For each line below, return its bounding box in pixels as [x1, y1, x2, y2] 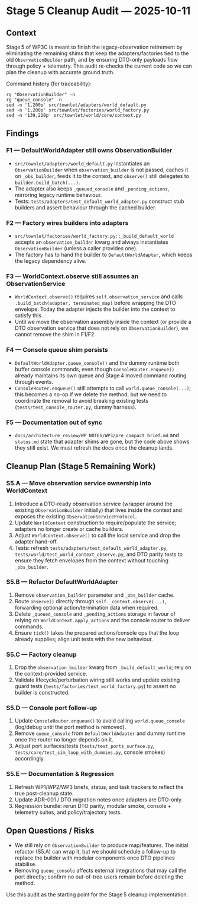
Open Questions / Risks [6, 826, 95, 836]
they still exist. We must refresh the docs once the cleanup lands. [14, 444, 174, 451]
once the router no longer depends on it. [14, 736, 113, 743]
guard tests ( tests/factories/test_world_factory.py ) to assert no [14, 683, 176, 690]
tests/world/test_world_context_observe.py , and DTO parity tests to [14, 550, 183, 558]
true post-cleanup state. [14, 790, 74, 797]
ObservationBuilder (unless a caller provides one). [14, 244, 138, 252]
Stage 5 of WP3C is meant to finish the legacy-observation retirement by [6, 43, 183, 50]
